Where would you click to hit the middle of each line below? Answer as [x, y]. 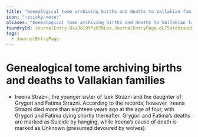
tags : [13, 34]
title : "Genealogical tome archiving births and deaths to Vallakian [93, 11]
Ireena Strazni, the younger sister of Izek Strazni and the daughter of [98, 96]
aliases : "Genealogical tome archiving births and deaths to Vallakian [96, 22]
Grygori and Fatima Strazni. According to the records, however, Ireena [100, 103]
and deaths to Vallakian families [86, 81]
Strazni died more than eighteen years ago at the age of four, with [95, 109]
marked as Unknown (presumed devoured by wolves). [80, 128]
